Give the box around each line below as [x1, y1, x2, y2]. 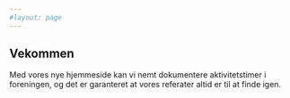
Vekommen [9, 46, 75, 61]
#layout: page [9, 12, 63, 22]
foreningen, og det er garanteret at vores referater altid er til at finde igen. [9, 79, 281, 90]
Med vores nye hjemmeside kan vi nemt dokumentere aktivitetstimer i [9, 69, 267, 80]
